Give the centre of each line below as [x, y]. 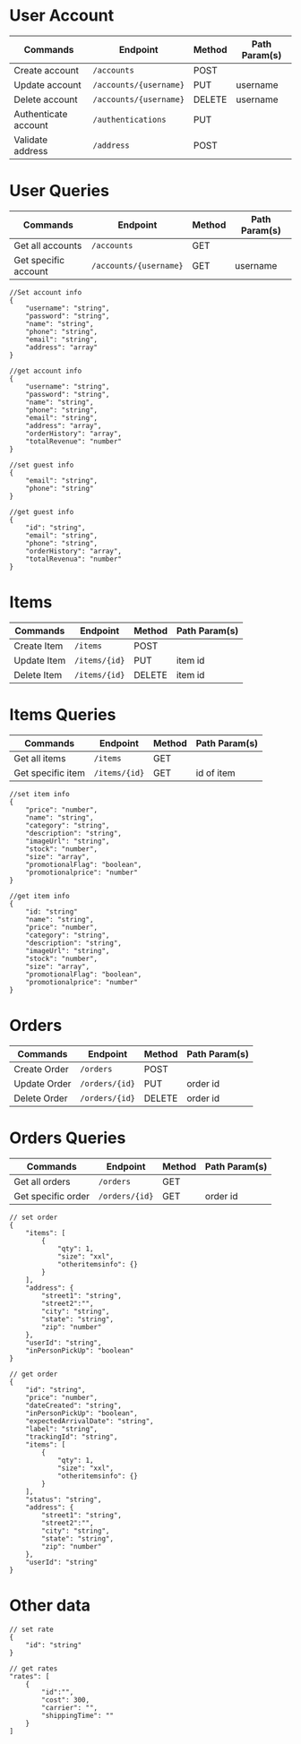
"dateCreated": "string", [74, 1405]
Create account [46, 70]
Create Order [41, 1069]
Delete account [46, 99]
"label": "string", [62, 1429]
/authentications [129, 119]
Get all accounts [48, 245]
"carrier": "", [70, 1707]
